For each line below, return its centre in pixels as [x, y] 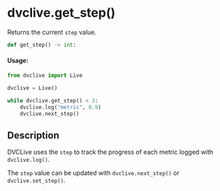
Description [33, 135]
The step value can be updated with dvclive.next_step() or [93, 173]
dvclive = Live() [32, 88]
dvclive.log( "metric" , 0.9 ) [60, 107]
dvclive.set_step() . [36, 181]
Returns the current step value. [52, 32]
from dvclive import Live [45, 76]
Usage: [18, 61]
